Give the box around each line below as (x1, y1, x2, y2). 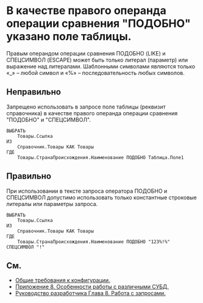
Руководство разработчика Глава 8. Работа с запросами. (15, 290, 166, 297)
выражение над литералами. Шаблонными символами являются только (6, 62, 196, 70)
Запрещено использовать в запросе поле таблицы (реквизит (6, 103, 166, 110)
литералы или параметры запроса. (6, 200, 98, 207)
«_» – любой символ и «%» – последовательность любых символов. (6, 69, 185, 76)
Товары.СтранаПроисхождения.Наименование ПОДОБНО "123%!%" (17, 238, 171, 244)
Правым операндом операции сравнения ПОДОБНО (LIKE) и (6, 49, 166, 57)
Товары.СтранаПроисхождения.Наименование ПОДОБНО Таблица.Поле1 (17, 154, 184, 160)
